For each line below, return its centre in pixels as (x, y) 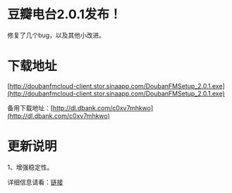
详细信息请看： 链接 (35, 182)
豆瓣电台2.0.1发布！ (65, 14)
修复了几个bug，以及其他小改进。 (56, 35)
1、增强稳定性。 (30, 167)
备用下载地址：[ (30, 108)
